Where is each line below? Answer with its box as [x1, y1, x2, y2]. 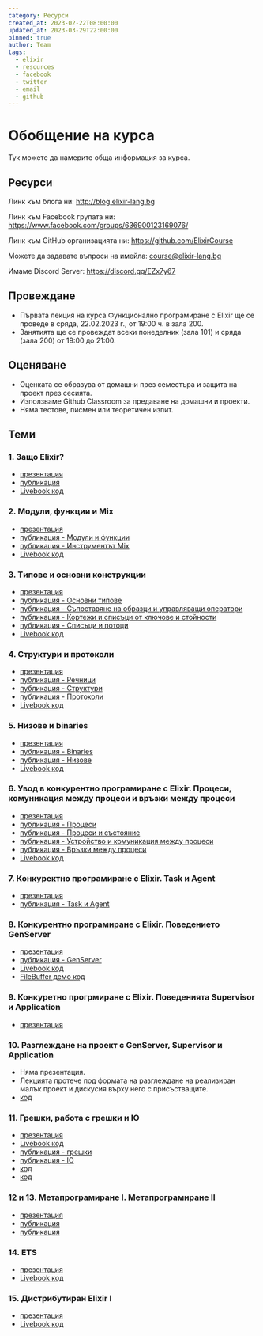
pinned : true [8, 33, 51, 42]
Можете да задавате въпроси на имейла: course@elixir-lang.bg [8, 251, 222, 260]
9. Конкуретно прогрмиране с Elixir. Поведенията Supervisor [8, 992, 255, 1003]
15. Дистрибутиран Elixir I [8, 1292, 112, 1304]
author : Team [8, 41, 51, 49]
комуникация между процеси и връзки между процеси [8, 793, 235, 804]
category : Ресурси [8, 11, 69, 20]
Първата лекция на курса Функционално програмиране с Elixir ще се [19, 310, 255, 320]
